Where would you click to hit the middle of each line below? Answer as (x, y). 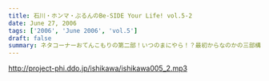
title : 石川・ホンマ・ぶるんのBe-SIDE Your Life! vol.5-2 (100, 16)
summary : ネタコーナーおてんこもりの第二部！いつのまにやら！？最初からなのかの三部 (132, 46)
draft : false (30, 38)
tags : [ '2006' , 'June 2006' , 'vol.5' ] (73, 30)
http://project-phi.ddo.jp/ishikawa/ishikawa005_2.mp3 (98, 68)
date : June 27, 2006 (43, 23)
